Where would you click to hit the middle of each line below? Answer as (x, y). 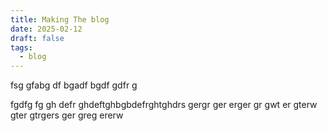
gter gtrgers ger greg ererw (67, 115)
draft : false (37, 38)
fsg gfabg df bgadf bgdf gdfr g (74, 85)
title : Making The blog (60, 19)
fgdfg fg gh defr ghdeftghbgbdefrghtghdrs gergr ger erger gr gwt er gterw (164, 105)
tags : (21, 47)
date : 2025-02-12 (46, 29)
